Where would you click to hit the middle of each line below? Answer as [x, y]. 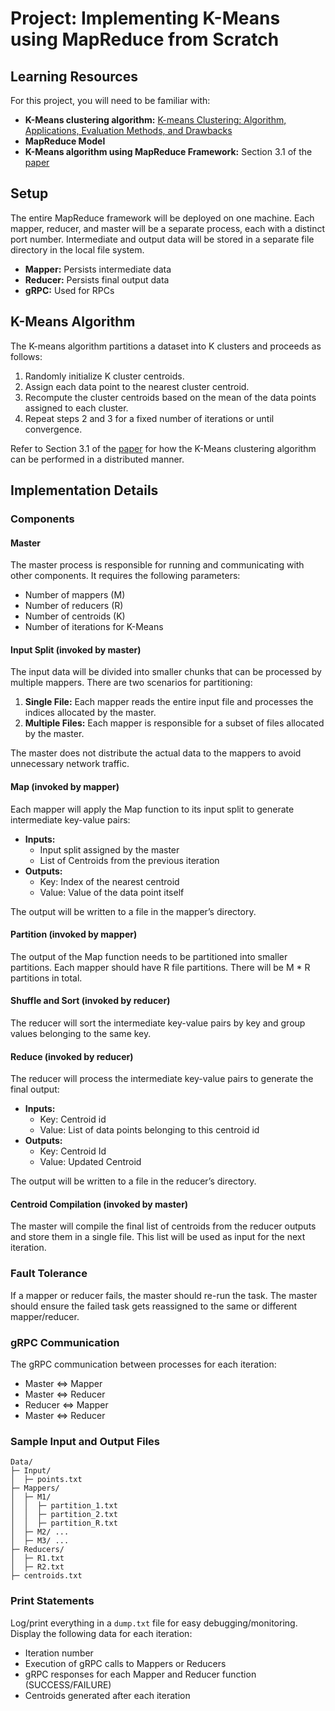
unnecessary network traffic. [70, 764]
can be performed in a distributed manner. [97, 459]
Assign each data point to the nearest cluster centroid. [137, 386]
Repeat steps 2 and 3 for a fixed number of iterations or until [149, 418]
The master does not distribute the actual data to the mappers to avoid [156, 753]
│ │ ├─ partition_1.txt [64, 1506]
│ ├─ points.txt [46, 1480]
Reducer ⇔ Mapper [66, 1404]
